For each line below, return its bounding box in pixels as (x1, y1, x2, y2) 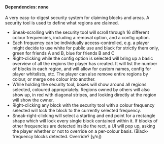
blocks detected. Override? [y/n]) (34, 134, 102, 140)
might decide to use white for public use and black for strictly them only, (12, 45, 159, 51)
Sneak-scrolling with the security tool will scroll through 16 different (12, 29, 149, 35)
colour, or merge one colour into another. (12, 76, 96, 82)
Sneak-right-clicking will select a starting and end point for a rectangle (12, 113, 156, 119)
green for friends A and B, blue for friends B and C (12, 50, 115, 56)
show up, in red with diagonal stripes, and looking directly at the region (12, 92, 157, 98)
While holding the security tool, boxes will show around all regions (12, 81, 147, 88)
